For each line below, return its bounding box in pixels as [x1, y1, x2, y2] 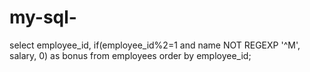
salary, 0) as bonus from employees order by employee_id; [9, 49, 252, 61]
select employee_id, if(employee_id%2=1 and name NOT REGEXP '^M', [9, 39, 301, 51]
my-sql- [9, 6, 77, 29]
